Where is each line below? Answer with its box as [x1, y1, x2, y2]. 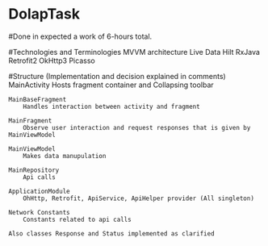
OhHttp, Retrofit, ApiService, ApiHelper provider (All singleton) [23, 194, 254, 202]
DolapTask [8, 5, 81, 23]
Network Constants [8, 208, 70, 216]
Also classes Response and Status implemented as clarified [8, 229, 216, 238]
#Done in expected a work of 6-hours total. [8, 31, 153, 41]
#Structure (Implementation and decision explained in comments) [8, 71, 226, 81]
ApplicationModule [8, 187, 70, 195]
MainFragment [8, 116, 52, 125]
